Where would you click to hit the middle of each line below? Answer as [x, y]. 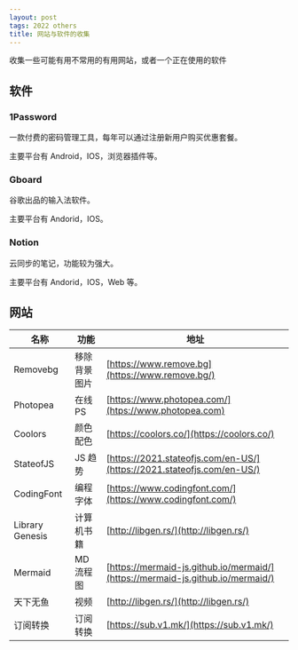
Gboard [26, 179]
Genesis [31, 536]
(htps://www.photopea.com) [165, 411]
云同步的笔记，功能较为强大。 [63, 263]
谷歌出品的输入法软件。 [52, 200]
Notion [24, 242]
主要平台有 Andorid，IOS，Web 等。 [76, 281]
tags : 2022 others [43, 26]
